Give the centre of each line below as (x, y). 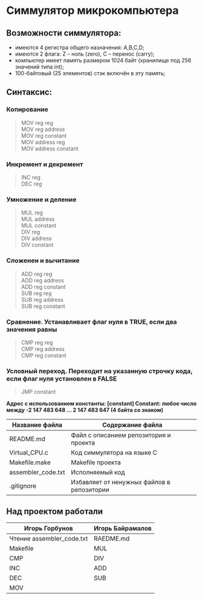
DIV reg (31, 232)
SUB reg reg (36, 293)
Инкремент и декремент (45, 164)
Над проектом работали (55, 511)
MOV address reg (43, 142)
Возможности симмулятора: (64, 33)
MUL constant (39, 225)
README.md (27, 439)
